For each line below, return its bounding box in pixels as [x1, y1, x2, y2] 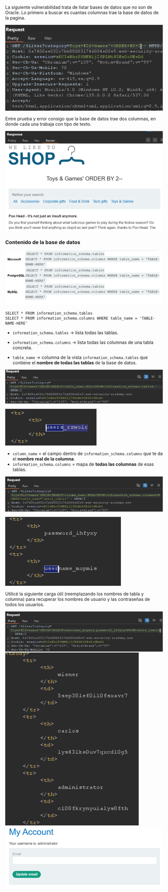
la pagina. [5, 15, 25, 21]
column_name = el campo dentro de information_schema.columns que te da [12, 451, 163, 457]
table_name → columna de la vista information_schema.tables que [12, 354, 148, 360]
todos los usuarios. [5, 601, 44, 608]
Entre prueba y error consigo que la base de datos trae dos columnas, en [5, 116, 156, 122]
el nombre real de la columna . [12, 456, 75, 462]
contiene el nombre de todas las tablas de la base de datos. [12, 359, 137, 365]
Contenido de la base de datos [5, 239, 80, 246]
